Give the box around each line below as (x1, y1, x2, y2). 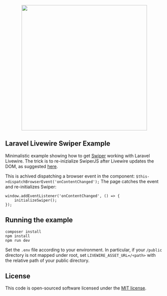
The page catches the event (100, 178, 159, 184)
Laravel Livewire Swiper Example (5, 139, 110, 148)
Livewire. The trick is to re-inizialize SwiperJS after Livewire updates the (5, 158, 154, 164)
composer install (5, 229, 42, 234)
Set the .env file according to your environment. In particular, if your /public (5, 246, 162, 253)
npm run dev (5, 238, 30, 243)
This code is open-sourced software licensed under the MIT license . (5, 285, 147, 291)
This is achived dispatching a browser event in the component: (5, 173, 135, 179)
